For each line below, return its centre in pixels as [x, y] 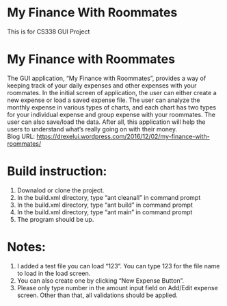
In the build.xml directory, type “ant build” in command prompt [105, 205]
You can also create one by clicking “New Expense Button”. [101, 280]
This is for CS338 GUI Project [49, 31]
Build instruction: [57, 171]
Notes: [27, 247]
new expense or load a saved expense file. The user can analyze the [104, 100]
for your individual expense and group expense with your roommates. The [111, 114]
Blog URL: [21, 136]
